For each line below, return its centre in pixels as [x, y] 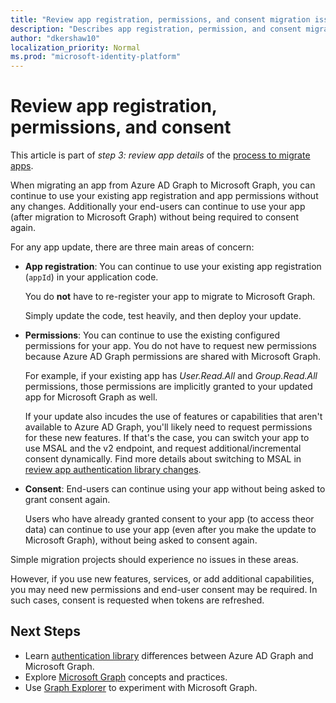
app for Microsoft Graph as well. [91, 397]
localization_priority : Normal [75, 47]
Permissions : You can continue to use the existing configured [152, 335]
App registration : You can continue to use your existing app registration [173, 267]
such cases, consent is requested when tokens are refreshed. [137, 600]
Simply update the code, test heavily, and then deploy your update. [163, 316]
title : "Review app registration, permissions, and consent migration [160, 19]
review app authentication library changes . [113, 470]
